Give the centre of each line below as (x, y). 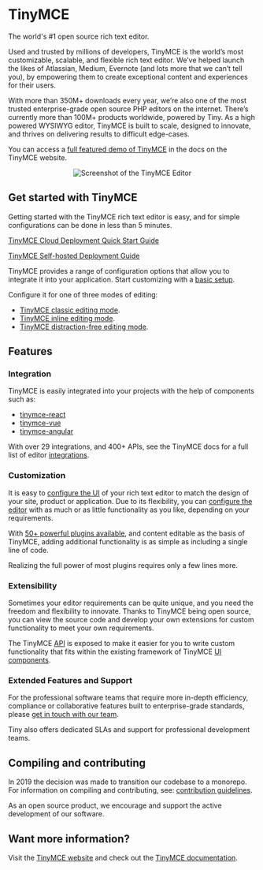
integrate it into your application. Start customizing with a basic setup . (122, 279)
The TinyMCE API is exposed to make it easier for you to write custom (122, 644)
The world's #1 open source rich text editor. (79, 36)
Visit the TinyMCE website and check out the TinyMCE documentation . (123, 857)
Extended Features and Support (70, 680)
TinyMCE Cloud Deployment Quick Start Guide (84, 240)
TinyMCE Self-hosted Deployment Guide (74, 256)
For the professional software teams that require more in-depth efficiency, (128, 698)
